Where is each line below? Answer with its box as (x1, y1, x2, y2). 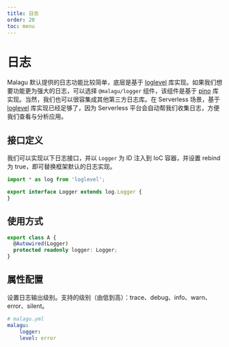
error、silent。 (7, 302, 49, 310)
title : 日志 (7, 10, 39, 17)
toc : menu (7, 23, 36, 29)
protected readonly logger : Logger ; (13, 247, 118, 254)
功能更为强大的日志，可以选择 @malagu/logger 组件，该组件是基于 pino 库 (12, 87, 219, 95)
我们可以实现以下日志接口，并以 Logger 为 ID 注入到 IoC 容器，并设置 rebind (7, 154, 221, 162)
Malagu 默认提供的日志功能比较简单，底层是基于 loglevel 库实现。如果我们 (7, 78, 217, 86)
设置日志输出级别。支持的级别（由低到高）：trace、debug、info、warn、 (7, 293, 211, 301)
